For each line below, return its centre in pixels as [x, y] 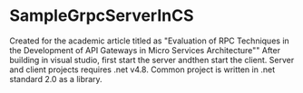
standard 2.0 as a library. [56, 79]
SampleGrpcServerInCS [102, 16]
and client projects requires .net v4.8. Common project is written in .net [142, 70]
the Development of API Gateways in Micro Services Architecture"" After [145, 50]
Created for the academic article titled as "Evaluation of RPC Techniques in [150, 41]
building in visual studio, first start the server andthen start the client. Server [152, 60]
